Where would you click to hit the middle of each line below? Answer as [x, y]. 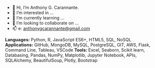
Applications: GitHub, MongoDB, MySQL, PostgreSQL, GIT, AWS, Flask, [78, 45]
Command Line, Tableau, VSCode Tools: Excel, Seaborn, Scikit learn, [75, 50]
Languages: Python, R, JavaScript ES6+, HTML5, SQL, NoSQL [68, 40]
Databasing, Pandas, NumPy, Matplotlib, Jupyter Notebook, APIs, [71, 55]
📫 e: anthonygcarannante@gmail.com [51, 28]
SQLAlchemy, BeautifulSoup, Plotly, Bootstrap [52, 60]
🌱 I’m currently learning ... [38, 18]
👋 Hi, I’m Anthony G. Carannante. [46, 8]
